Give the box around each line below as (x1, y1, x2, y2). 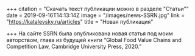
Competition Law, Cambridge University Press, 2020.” (6, 43, 142, 50)
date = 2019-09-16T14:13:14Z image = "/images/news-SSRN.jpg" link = (6, 12, 185, 19)
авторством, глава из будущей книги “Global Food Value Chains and (6, 37, 182, 43)
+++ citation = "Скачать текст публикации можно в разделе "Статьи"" (6, 5, 189, 12)
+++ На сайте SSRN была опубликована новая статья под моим (6, 30, 174, 37)
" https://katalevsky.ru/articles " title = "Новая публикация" (6, 18, 154, 25)
